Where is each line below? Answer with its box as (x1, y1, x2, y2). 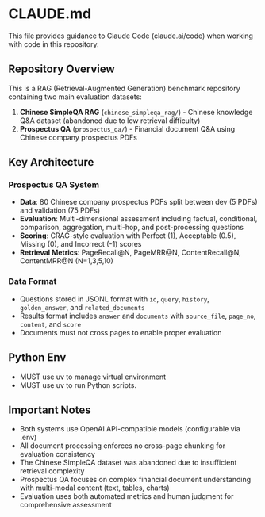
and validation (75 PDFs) (19, 205, 101, 215)
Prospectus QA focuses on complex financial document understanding (19, 475, 252, 484)
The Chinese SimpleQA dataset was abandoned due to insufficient (19, 458, 237, 468)
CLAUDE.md (8, 5, 92, 23)
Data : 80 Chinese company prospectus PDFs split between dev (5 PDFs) (19, 197, 258, 207)
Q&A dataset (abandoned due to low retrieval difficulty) (19, 116, 201, 125)
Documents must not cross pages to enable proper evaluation (19, 327, 222, 337)
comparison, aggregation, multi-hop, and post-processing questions (19, 223, 244, 232)
